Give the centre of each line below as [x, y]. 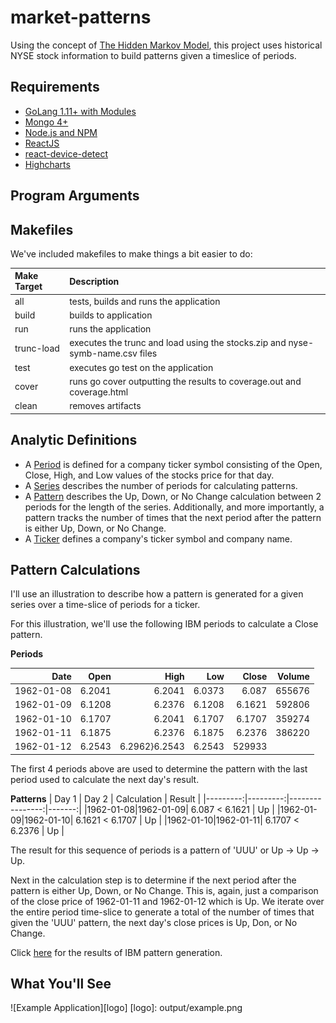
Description [94, 281]
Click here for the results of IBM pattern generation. [116, 952]
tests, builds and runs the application [145, 301]
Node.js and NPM [61, 132]
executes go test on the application [141, 367]
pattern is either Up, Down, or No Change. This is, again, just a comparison [164, 890]
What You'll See [61, 983]
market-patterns [81, 17]
